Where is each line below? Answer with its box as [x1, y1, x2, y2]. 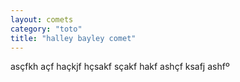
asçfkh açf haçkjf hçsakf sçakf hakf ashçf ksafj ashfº [10, 61, 230, 73]
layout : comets [10, 14, 74, 25]
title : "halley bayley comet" [10, 33, 137, 43]
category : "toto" [10, 24, 83, 34]
